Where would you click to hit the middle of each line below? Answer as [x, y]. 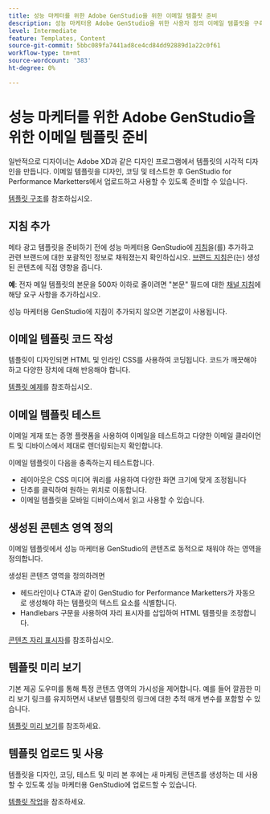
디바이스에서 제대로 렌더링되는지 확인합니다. [94, 446]
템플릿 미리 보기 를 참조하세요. [55, 726]
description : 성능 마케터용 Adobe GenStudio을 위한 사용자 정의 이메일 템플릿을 [129, 23]
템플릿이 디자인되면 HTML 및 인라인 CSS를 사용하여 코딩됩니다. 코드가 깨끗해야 [133, 360]
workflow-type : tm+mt [45, 53]
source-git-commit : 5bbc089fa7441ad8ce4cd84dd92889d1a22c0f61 [115, 46]
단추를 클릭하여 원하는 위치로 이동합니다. [83, 490]
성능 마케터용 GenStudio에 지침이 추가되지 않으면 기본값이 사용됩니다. [118, 311]
